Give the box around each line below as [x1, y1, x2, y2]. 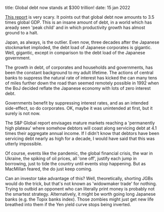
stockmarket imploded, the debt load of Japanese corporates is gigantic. [5, 45, 152, 50]
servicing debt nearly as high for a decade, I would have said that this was [5, 135, 155, 141]
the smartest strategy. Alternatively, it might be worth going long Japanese [5, 191, 156, 197]
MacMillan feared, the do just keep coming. [5, 166, 93, 172]
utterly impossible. [5, 141, 43, 147]
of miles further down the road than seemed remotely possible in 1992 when [5, 80, 159, 86]
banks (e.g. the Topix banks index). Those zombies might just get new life [5, 196, 154, 202]
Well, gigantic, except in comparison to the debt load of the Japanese [5, 50, 145, 55]
